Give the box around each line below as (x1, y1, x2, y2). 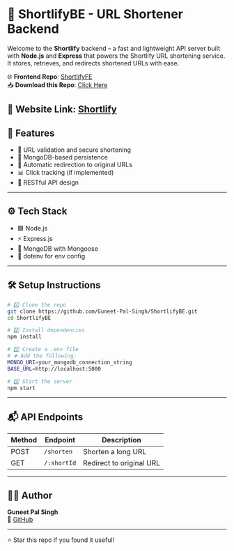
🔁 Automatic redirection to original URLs (17, 160, 132, 169)
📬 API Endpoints (7, 411, 84, 423)
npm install (7, 334, 42, 341)
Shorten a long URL (82, 447, 147, 457)
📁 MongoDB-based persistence (17, 153, 108, 162)
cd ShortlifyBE (7, 314, 52, 321)
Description (102, 435, 141, 445)
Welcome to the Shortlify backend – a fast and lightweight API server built (7, 44, 221, 52)
